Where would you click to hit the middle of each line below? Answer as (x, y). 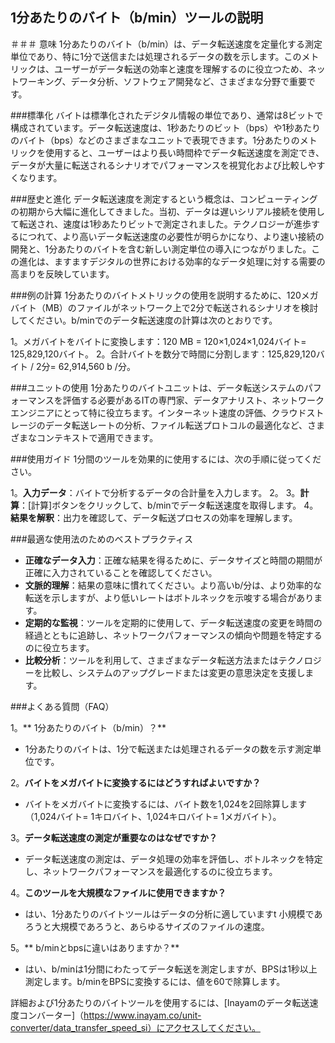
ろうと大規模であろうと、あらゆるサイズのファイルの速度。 (147, 926)
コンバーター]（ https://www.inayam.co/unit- (110, 1015)
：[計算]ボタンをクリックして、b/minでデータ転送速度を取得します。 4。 (169, 505)
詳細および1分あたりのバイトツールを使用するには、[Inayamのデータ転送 (160, 1002)
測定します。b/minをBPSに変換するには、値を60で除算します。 (155, 981)
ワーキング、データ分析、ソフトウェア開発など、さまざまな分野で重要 (162, 81)
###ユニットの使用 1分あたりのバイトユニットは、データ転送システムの (157, 387)
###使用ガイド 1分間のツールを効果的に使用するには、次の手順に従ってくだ (166, 459)
